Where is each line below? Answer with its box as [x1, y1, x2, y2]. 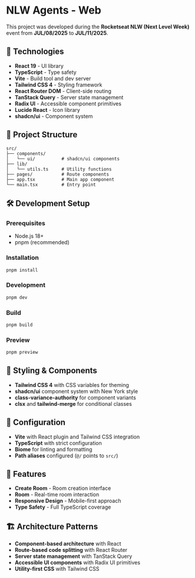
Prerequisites [6, 219, 45, 227]
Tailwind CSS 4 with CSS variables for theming [14, 381, 130, 388]
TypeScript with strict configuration [14, 439, 102, 447]
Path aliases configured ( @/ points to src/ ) [14, 452, 118, 459]
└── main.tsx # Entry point [6, 182, 96, 188]
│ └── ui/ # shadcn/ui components [6, 156, 120, 162]
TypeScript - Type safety [14, 69, 77, 76]
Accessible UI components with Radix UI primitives [14, 559, 140, 566]
